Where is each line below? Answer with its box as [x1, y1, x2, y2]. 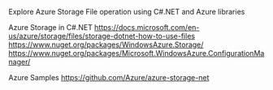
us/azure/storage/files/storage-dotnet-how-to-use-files [8, 32, 196, 41]
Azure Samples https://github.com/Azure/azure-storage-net [8, 73, 210, 82]
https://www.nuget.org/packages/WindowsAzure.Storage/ [8, 40, 204, 49]
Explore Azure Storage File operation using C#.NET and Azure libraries [8, 7, 245, 16]
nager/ [8, 57, 31, 66]
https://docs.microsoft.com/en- [94, 23, 200, 32]
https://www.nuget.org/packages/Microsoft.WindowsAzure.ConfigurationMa [8, 49, 265, 58]
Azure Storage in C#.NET [8, 23, 93, 32]
